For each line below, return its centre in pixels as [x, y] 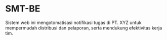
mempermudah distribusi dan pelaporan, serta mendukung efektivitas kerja [84, 27]
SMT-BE [23, 9]
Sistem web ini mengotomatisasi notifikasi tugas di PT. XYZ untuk [73, 22]
